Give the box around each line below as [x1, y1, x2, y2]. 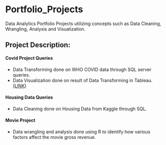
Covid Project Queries [5, 55, 53, 61]
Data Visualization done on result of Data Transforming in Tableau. [12, 77, 153, 83]
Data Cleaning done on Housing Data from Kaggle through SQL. [12, 106, 147, 112]
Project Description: [5, 41, 70, 50]
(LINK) [12, 83, 27, 89]
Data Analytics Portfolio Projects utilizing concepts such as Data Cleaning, [5, 20, 161, 27]
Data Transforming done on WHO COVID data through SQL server [12, 66, 152, 72]
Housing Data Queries [5, 94, 53, 101]
